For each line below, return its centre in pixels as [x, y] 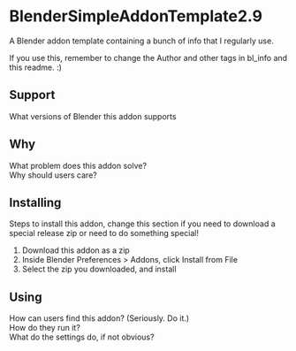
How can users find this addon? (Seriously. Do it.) [99, 318]
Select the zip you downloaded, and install [99, 269]
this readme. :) [35, 67]
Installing [35, 202]
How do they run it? [45, 328]
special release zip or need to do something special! [104, 233]
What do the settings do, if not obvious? [82, 337]
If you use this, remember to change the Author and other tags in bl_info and [148, 57]
